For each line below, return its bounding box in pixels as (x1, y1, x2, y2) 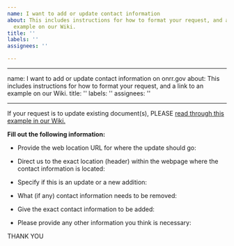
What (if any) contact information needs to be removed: (17, 192, 178, 199)
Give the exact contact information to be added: (17, 205, 155, 213)
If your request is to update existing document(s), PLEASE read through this (7, 109, 224, 117)
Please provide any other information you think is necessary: (17, 219, 192, 226)
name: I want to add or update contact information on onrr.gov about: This (7, 75, 220, 82)
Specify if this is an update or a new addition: (17, 178, 148, 186)
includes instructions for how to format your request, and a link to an (7, 82, 204, 90)
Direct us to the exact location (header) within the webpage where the (17, 157, 219, 165)
